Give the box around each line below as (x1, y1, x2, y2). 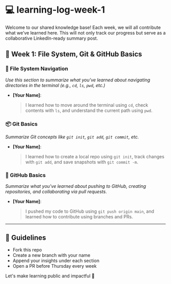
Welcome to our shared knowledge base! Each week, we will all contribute (5, 24, 161, 31)
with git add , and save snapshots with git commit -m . (25, 159, 138, 165)
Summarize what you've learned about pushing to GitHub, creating (5, 183, 147, 189)
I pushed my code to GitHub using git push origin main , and (25, 208, 154, 214)
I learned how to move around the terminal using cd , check (25, 102, 149, 108)
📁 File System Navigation (5, 65, 69, 72)
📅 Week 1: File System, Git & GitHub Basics (5, 50, 142, 59)
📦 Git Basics (5, 120, 38, 127)
